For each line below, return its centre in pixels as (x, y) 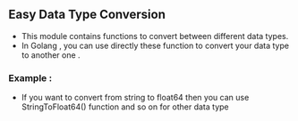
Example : (30, 77)
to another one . (51, 55)
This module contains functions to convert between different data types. (155, 36)
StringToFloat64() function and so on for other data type (125, 107)
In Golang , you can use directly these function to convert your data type (155, 45)
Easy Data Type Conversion (87, 15)
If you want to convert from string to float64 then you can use (135, 98)
